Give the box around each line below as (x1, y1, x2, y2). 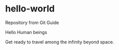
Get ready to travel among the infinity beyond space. (5, 38, 114, 45)
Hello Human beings (5, 29, 48, 35)
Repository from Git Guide (5, 19, 59, 25)
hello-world (5, 3, 55, 14)
